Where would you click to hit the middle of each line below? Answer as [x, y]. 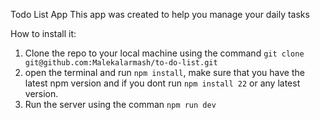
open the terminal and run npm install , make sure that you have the [164, 72]
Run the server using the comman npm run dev [120, 104]
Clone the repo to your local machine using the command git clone [164, 53]
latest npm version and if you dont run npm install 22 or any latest [162, 83]
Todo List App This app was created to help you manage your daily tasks [160, 14]
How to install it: [43, 33]
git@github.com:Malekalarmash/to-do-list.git [121, 63]
